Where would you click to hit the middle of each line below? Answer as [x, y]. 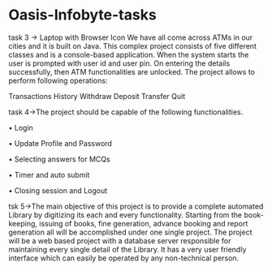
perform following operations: [58, 80]
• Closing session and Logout [58, 190]
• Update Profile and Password [60, 143]
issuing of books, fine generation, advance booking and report [144, 223]
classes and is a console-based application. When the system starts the [129, 54]
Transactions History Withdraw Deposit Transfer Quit [97, 96]
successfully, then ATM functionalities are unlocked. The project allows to [132, 71]
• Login [21, 127]
